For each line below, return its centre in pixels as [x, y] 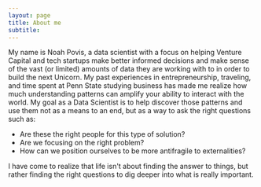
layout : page [29, 15]
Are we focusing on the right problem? [82, 143]
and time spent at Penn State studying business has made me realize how [128, 86]
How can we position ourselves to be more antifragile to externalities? [132, 151]
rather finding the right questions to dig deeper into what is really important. [131, 174]
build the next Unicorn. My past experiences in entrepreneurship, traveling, [130, 77]
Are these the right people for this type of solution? [102, 134]
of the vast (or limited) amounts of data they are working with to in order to [129, 69]
